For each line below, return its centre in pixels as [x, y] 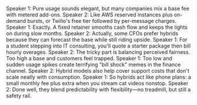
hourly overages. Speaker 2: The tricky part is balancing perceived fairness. [98, 52]
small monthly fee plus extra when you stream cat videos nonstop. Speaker [97, 83]
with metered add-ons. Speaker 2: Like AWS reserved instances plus [89, 15]
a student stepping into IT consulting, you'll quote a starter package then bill [98, 46]
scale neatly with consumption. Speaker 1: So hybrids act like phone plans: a [98, 77]
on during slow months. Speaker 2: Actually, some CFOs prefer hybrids [92, 33]
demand [16, 21]
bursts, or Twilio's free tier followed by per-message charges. [102, 21]
